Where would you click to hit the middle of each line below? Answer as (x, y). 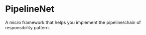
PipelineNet (30, 9)
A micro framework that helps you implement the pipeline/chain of (73, 22)
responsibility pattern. (28, 27)
